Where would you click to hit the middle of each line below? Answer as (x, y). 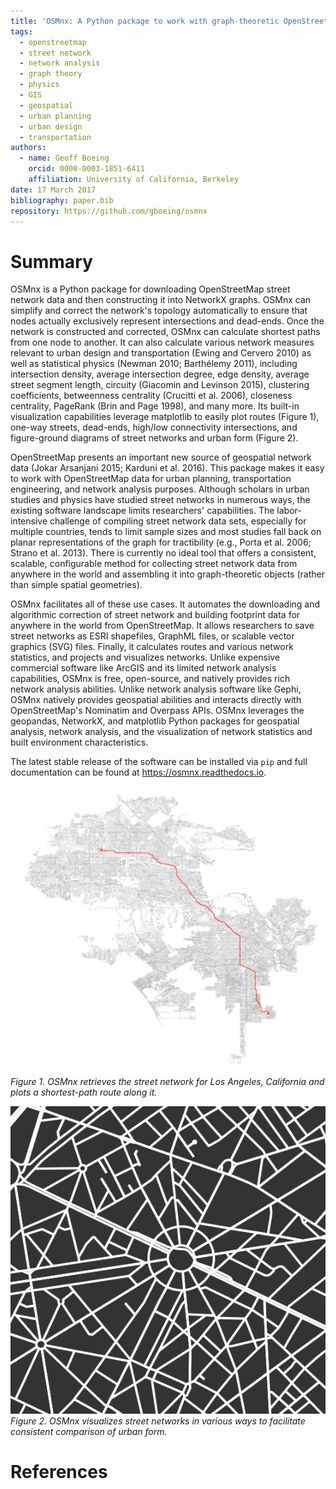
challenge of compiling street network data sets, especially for (178, 521)
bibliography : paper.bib (62, 200)
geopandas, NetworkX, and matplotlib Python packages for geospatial (155, 721)
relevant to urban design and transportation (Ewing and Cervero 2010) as (161, 353)
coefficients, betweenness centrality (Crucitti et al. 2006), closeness (151, 396)
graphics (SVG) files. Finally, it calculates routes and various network (152, 647)
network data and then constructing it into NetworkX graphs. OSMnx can (161, 300)
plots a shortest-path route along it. (84, 1092)
